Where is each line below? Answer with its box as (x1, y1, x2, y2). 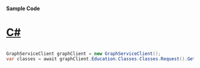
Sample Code (6, 5, 40, 12)
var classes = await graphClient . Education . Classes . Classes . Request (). (6, 56, 187, 62)
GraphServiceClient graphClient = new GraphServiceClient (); (6, 51, 161, 57)
